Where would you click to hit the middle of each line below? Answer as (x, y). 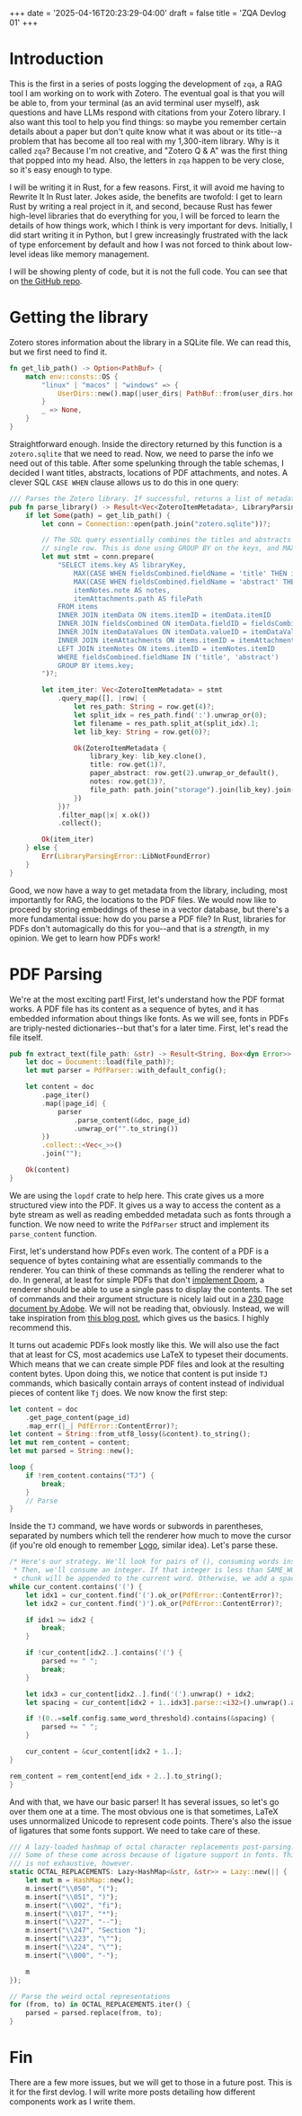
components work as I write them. (72, 2102)
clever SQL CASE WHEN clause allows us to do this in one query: (124, 482)
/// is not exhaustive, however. (72, 1864)
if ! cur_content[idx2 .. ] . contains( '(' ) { (104, 1653)
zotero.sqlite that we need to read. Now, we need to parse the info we (142, 453)
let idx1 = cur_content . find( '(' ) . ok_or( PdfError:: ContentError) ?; (154, 1595)
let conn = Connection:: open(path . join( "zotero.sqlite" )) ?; (156, 524)
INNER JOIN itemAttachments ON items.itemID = (146, 640)
